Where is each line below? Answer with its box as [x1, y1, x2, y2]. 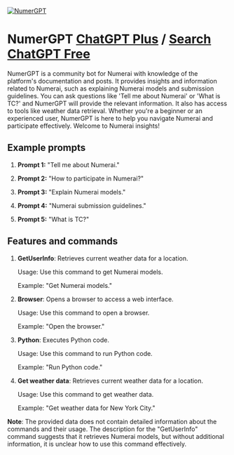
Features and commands [7, 235, 118, 247]
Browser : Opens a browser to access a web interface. [17, 295, 174, 303]
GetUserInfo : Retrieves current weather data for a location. [17, 253, 188, 263]
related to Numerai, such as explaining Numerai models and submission [7, 84, 214, 93]
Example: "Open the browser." [17, 322, 105, 330]
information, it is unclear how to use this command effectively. [7, 440, 187, 448]
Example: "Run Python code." [17, 362, 103, 371]
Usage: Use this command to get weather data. [17, 390, 154, 398]
